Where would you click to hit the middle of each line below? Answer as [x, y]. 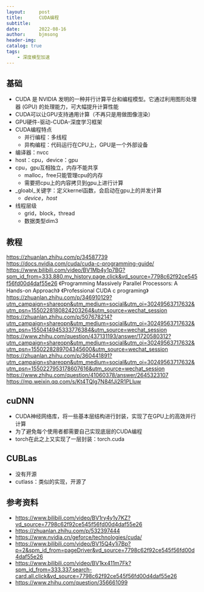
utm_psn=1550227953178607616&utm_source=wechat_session [86, 368]
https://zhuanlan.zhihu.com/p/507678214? [59, 317]
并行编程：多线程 [46, 137]
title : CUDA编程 [33, 18]
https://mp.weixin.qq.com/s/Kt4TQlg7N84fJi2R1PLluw [74, 382]
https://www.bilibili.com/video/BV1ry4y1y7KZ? [73, 518]
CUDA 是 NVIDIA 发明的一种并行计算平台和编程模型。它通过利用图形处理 [106, 99]
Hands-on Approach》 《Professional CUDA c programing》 [77, 291]
